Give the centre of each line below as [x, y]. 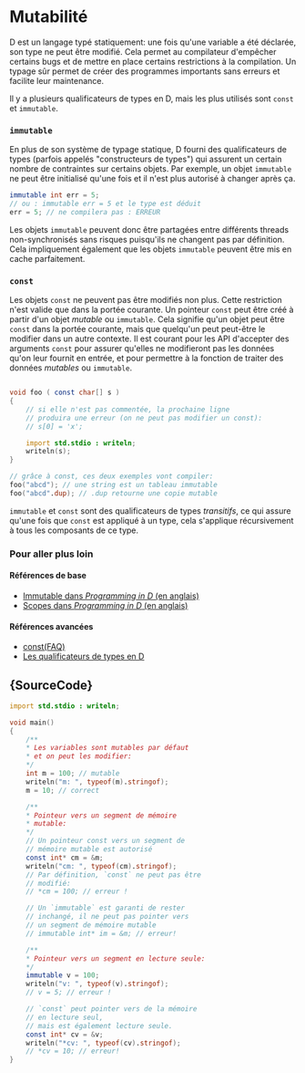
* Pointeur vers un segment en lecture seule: [116, 958]
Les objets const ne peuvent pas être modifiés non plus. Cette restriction [146, 300]
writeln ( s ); [48, 452]
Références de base [48, 576]
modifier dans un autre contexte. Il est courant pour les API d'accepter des [149, 339]
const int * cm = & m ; [65, 858]
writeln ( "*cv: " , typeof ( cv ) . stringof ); [103, 1043]
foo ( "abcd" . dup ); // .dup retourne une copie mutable [114, 493]
